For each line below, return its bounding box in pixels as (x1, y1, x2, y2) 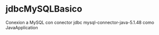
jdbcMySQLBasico (5, 3, 83, 15)
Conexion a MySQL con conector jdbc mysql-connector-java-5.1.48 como (5, 19, 155, 25)
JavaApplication (5, 24, 38, 30)
